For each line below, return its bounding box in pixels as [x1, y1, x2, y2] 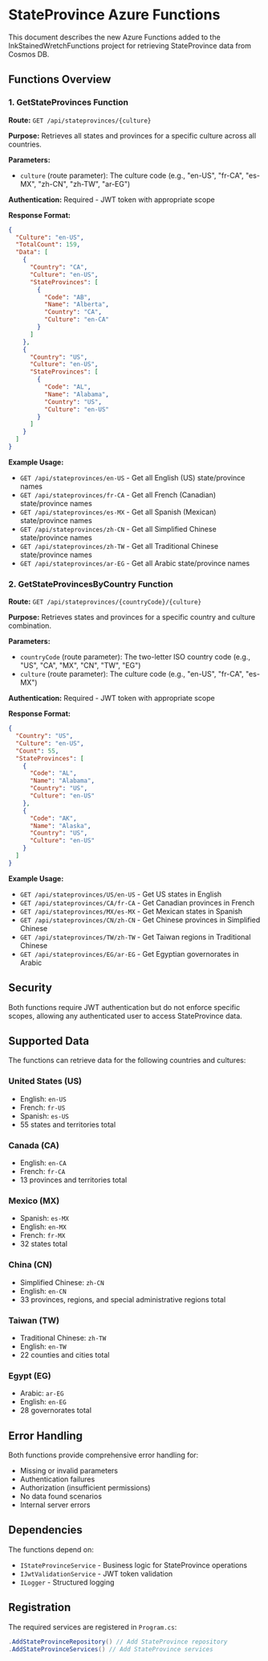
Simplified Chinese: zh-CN [19, 1277, 104, 1287]
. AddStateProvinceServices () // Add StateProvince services [8, 1645, 214, 1653]
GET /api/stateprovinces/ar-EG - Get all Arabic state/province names [19, 558, 250, 568]
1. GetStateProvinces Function [8, 97, 128, 108]
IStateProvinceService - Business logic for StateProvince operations [19, 1560, 248, 1570]
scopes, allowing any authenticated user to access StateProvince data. [8, 1011, 242, 1020]
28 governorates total [19, 1406, 92, 1416]
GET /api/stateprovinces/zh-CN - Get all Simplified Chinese [19, 524, 217, 534]
